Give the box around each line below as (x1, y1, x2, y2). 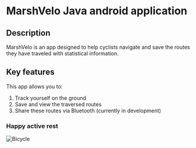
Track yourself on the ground (14, 94, 87, 102)
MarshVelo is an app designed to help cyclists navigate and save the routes (6, 43, 190, 51)
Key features (6, 67, 55, 77)
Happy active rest (6, 122, 58, 130)
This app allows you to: (6, 83, 63, 90)
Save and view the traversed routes (14, 100, 102, 108)
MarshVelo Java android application (6, 4, 188, 18)
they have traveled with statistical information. (6, 50, 119, 57)
